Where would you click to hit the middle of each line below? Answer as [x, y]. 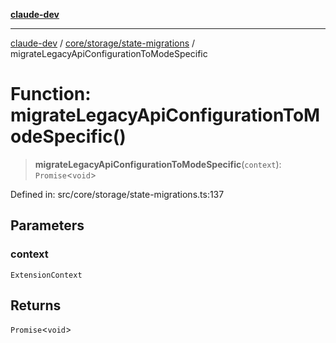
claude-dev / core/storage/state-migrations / [103, 43]
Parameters [47, 225]
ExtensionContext [46, 275]
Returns [36, 305]
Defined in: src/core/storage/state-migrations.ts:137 [117, 194]
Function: [51, 94]
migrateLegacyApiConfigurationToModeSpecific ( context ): [158, 164]
